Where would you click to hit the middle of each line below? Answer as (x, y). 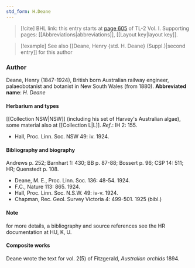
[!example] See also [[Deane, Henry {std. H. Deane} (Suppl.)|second (103, 46)
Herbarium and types (33, 106)
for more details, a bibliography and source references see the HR (86, 226)
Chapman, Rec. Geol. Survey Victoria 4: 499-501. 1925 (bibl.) (88, 199)
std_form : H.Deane (28, 11)
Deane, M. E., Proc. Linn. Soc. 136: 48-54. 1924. (72, 181)
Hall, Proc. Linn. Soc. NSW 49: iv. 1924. (62, 137)
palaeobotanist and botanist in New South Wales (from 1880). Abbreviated (96, 86)
